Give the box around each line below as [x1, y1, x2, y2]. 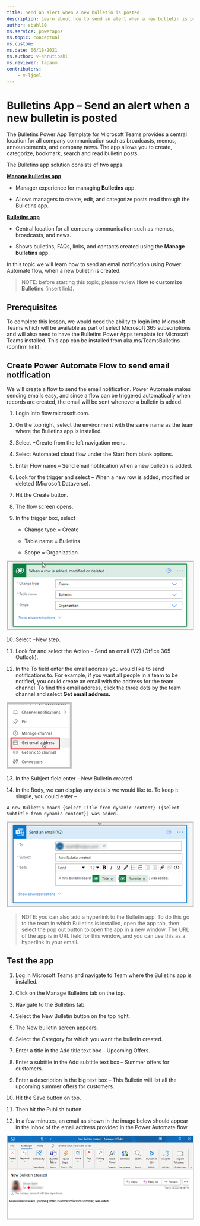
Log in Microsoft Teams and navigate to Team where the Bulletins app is [15, 972, 192, 979]
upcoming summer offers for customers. [15, 1082, 115, 1090]
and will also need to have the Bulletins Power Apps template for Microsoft [7, 330, 189, 338]
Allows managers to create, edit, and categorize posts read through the [15, 196, 190, 203]
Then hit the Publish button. [15, 1105, 84, 1112]
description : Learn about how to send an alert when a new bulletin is [7, 15, 188, 22]
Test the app [7, 956, 54, 966]
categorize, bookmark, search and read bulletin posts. [7, 150, 139, 157]
